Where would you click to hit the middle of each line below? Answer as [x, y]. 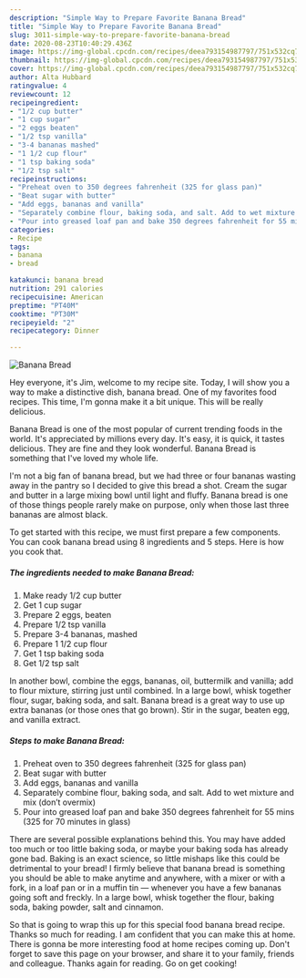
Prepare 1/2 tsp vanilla [64, 624]
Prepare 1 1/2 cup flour [65, 644]
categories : [32, 230]
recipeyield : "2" [42, 323]
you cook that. [36, 551]
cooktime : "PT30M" [44, 314]
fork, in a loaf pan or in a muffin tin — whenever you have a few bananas [146, 888]
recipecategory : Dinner [55, 331]
